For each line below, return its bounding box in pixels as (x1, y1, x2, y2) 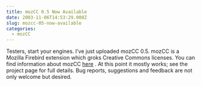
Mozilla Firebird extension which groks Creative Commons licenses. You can (6, 54, 195, 61)
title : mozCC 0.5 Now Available (6, 8, 87, 15)
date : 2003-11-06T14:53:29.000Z (6, 14, 87, 20)
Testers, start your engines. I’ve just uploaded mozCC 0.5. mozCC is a (6, 48, 180, 55)
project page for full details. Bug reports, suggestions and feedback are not (6, 67, 193, 74)
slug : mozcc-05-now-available (6, 20, 82, 26)
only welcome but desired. (6, 73, 72, 81)
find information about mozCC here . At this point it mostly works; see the (6, 61, 188, 68)
